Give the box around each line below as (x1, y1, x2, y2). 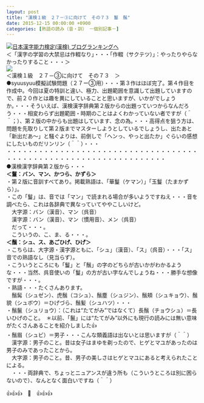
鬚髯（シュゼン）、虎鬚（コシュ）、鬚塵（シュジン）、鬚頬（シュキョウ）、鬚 (11, 291, 198, 299)
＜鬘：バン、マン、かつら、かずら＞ (6, 170, 97, 178)
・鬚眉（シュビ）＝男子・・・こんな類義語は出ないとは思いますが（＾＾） (6, 331, 192, 339)
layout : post (6, 8, 39, 15)
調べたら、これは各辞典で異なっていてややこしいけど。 (6, 201, 144, 208)
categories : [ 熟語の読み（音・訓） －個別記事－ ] (6, 25, 120, 32)
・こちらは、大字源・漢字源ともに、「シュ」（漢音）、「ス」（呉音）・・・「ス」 (6, 246, 195, 253)
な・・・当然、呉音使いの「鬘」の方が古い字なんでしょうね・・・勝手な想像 (6, 269, 198, 276)
